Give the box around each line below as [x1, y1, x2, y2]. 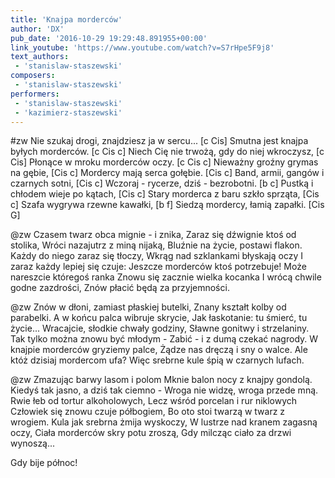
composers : [10, 71, 56, 81]
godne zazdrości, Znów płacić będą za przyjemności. [10, 282, 230, 294]
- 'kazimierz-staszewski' [14, 107, 123, 118]
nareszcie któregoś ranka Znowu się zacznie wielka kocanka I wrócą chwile [10, 271, 322, 283]
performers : [10, 89, 60, 99]
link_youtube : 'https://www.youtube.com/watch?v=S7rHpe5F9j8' [10, 42, 275, 53]
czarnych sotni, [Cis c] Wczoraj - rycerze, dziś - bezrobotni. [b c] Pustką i [10, 177, 314, 190]
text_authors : [10, 52, 70, 62]
